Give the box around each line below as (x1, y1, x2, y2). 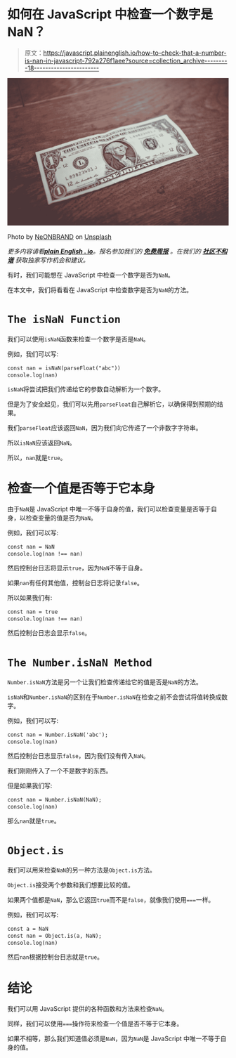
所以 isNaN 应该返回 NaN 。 (7, 438, 76, 447)
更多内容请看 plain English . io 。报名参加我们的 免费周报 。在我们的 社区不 (7, 247, 221, 255)
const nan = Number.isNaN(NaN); (7, 797, 102, 804)
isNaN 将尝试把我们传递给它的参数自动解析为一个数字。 (7, 384, 165, 393)
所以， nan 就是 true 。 (7, 453, 67, 462)
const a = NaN (7, 925, 49, 933)
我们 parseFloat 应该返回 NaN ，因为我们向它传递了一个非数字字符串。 (7, 423, 202, 432)
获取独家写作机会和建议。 (15, 256, 89, 264)
